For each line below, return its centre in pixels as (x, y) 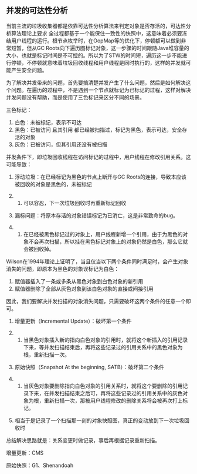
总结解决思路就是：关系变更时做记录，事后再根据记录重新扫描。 (83, 440)
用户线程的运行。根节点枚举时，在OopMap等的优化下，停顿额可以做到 (96, 41)
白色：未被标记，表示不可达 (48, 122)
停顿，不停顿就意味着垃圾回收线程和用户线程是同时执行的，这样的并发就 (98, 62)
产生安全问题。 (29, 70)
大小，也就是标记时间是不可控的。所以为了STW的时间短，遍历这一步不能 (94, 55)
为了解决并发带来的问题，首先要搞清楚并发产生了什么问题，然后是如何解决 (96, 82)
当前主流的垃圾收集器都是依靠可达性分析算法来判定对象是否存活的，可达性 (96, 26)
